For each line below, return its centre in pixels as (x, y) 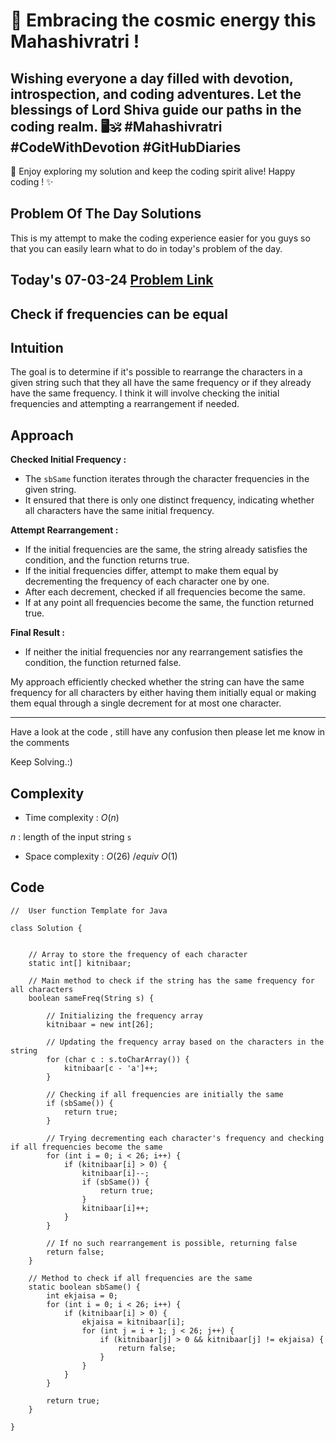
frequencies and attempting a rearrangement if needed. (125, 404)
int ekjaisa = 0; (82, 1295)
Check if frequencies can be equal (119, 314)
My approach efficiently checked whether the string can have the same (157, 682)
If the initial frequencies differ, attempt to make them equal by (151, 571)
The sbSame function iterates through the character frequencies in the (167, 479)
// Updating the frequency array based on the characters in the (185, 1042)
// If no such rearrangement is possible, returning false (172, 1243)
